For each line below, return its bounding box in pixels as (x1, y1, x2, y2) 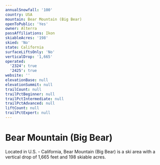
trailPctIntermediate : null (5, 96, 64, 101)
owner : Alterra (5, 26, 37, 31)
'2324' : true (10, 63, 37, 68)
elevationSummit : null (5, 82, 53, 87)
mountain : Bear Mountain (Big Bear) (5, 17, 82, 22)
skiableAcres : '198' (5, 36, 49, 41)
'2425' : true (10, 68, 37, 73)
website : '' (5, 73, 30, 78)
